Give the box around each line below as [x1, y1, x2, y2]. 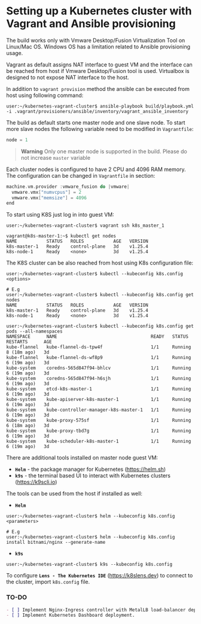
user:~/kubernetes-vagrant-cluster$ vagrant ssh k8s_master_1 [6, 223, 165, 229]
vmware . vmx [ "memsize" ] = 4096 [11, 194, 87, 201]
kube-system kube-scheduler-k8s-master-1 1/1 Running [6, 439, 191, 445]
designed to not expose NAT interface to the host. [6, 74, 130, 81]
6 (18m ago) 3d [6, 423, 50, 429]
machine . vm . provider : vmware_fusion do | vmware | [6, 184, 130, 190]
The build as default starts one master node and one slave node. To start [6, 118, 185, 126]
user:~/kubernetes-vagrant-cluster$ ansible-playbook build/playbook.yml [6, 103, 194, 109]
